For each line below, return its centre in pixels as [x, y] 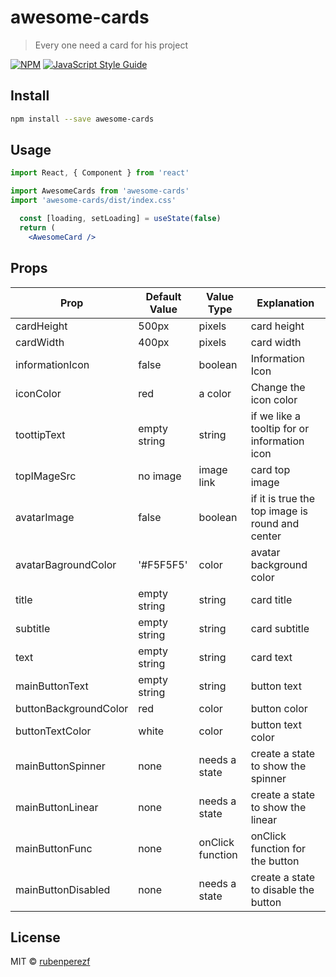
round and [275, 523]
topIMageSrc [46, 476]
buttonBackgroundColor [72, 708]
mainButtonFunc [54, 848]
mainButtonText [52, 686]
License [35, 937]
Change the [278, 387]
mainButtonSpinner [60, 766]
